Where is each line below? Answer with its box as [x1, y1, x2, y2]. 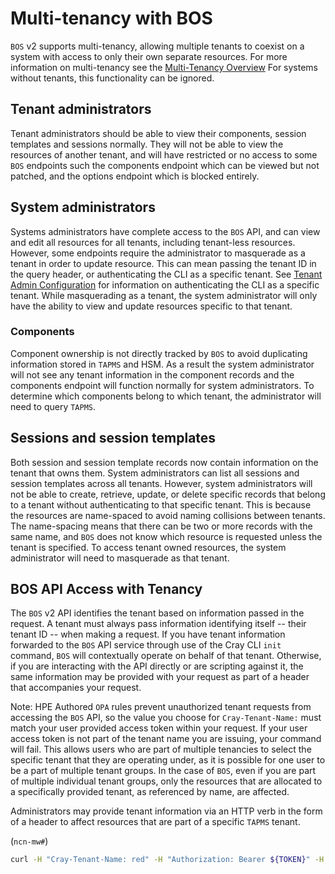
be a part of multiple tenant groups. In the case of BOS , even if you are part [10, 765, 317, 777]
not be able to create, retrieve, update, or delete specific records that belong [10, 488, 326, 500]
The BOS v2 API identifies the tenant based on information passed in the [10, 607, 305, 619]
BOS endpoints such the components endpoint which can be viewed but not [10, 159, 320, 171]
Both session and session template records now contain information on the [10, 456, 319, 468]
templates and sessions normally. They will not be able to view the [10, 138, 284, 150]
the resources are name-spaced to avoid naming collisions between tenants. [10, 509, 326, 521]
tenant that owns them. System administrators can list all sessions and [10, 467, 300, 479]
